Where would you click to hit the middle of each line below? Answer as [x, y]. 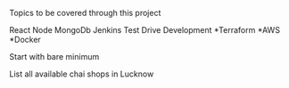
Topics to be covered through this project [85, 13]
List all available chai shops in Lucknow [82, 74]
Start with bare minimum [54, 56]
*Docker [25, 40]
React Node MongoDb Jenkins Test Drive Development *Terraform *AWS [145, 30]
